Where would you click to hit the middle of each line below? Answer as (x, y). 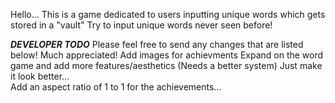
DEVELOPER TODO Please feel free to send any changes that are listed (157, 44)
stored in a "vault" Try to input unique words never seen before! (141, 25)
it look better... (40, 76)
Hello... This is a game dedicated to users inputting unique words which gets (168, 14)
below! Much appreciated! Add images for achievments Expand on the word (167, 55)
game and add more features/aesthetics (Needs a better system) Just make (166, 65)
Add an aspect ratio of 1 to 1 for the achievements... (116, 87)
